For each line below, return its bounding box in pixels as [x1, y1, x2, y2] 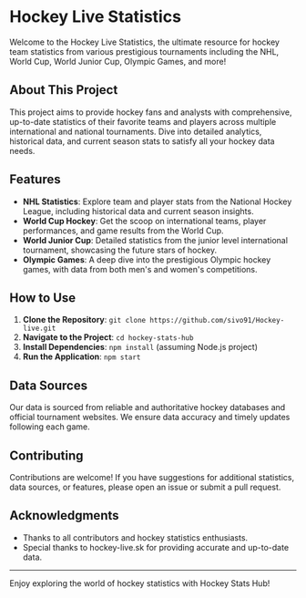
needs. [9, 145, 36, 156]
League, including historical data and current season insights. [22, 205, 254, 216]
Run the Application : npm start [22, 351, 141, 362]
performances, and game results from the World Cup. [22, 225, 225, 236]
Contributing [9, 448, 84, 463]
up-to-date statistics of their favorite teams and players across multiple [9, 116, 277, 127]
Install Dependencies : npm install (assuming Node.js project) [22, 342, 258, 353]
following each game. [9, 421, 91, 432]
